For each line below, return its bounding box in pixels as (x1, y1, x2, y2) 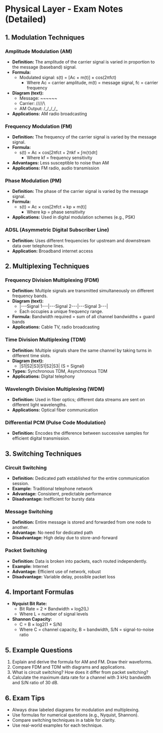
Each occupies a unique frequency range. (19, 308, 104, 314)
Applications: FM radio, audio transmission (12, 165, 100, 171)
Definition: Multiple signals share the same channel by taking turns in (12, 347, 152, 353)
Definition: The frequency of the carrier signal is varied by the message (12, 134, 157, 140)
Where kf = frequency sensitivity (26, 155, 92, 161)
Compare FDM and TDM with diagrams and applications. (12, 664, 126, 670)
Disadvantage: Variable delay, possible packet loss (12, 573, 115, 579)
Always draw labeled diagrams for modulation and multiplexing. (12, 707, 140, 713)
